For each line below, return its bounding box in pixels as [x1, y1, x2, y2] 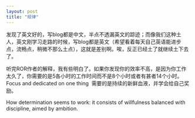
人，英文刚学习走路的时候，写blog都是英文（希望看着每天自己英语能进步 [6, 38, 181, 45]
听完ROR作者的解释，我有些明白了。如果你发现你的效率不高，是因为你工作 [6, 65, 187, 72]
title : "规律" [6, 14, 39, 20]
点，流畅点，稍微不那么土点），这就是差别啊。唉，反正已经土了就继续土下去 [6, 45, 189, 53]
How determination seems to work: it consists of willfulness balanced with [6, 99, 186, 106]
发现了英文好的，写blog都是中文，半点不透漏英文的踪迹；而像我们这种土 [6, 30, 181, 38]
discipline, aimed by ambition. [6, 105, 78, 112]
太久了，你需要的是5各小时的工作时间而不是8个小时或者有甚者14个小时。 [6, 72, 183, 79]
